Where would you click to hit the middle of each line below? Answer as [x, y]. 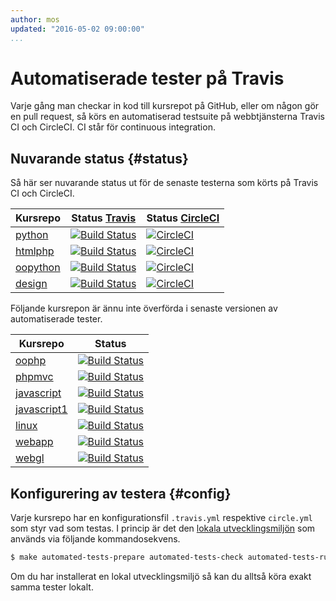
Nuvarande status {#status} [99, 158]
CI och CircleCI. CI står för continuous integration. [113, 127]
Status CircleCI [183, 218]
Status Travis [104, 218]
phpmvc [34, 377]
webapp [34, 442]
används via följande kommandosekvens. [95, 539]
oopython [38, 268]
